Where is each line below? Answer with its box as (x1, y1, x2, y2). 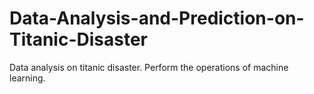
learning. (9, 72, 46, 84)
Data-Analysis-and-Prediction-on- (9, 7, 305, 30)
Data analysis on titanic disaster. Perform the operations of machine (9, 61, 289, 73)
